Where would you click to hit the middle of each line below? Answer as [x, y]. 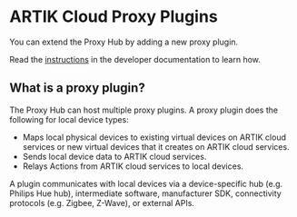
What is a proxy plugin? [77, 88]
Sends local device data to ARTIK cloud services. [114, 156]
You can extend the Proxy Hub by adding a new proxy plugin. [124, 42]
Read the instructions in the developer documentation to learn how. [135, 59]
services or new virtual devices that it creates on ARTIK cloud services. [156, 146]
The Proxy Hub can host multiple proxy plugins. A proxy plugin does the [144, 110]
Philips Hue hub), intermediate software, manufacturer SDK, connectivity [145, 193]
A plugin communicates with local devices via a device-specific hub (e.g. [146, 183]
